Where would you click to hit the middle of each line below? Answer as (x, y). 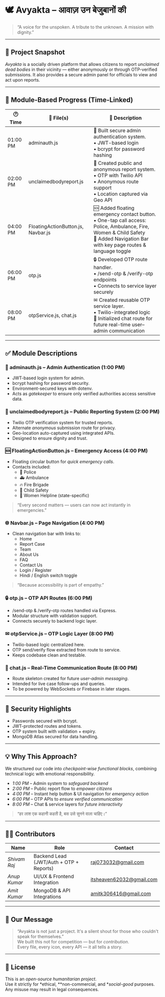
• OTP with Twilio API (118, 175)
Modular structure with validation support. (55, 616)
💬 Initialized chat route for (123, 318)
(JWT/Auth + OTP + (56, 862)
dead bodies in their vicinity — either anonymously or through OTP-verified (81, 69)
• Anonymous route (116, 182)
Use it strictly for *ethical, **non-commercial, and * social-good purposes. (80, 984)
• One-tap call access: (120, 220)
